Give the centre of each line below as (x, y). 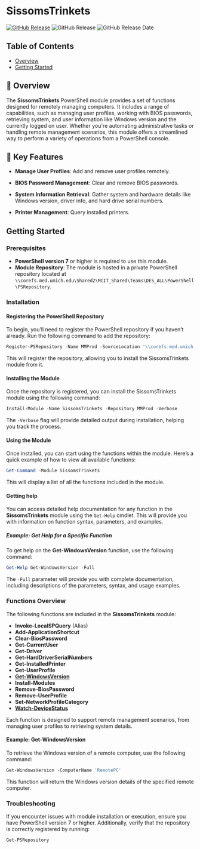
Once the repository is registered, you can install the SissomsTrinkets (91, 392)
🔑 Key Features (35, 157)
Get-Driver (28, 651)
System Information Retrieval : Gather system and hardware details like (103, 195)
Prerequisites (26, 248)
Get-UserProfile (35, 670)
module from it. (25, 365)
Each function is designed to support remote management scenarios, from (98, 719)
